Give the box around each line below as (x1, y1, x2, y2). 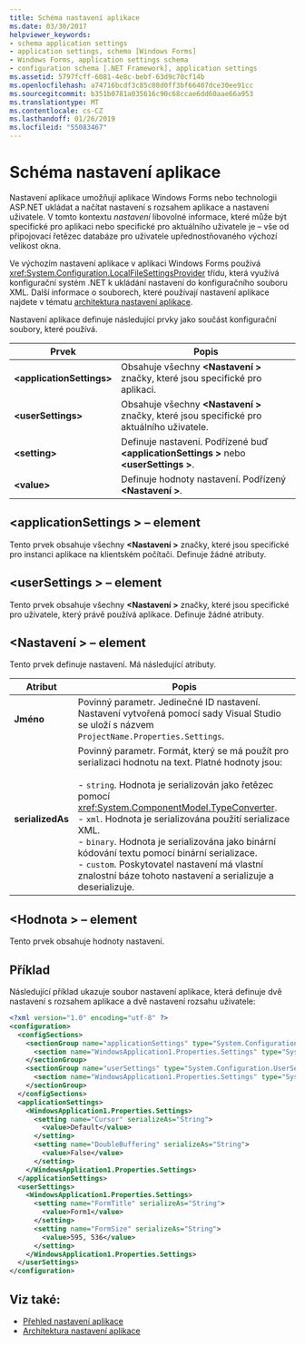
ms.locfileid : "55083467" (9, 123, 107, 133)
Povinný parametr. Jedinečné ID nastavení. (77, 696, 261, 709)
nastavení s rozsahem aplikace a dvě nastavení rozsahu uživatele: (9, 996, 256, 1006)
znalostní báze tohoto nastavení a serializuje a (77, 869, 274, 882)
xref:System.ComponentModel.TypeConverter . (77, 801, 278, 814)
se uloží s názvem (77, 719, 154, 731)
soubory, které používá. (9, 323, 98, 334)
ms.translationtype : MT (9, 97, 100, 107)
